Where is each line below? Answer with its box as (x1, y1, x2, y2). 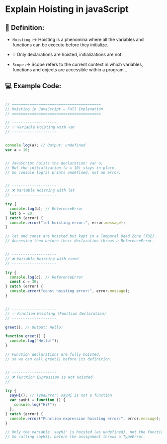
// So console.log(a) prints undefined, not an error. (5, 170, 121, 175)
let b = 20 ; (9, 211, 35, 216)
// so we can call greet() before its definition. (5, 356, 112, 362)
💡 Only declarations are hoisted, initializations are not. (12, 51, 123, 57)
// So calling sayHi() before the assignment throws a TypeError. (5, 435, 146, 440)
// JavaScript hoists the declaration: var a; (5, 160, 103, 165)
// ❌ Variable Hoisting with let (5, 188, 75, 193)
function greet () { (5, 334, 46, 339)
